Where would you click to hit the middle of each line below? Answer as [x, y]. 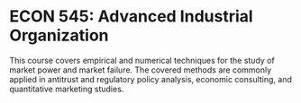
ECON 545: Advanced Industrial [132, 17]
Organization [59, 35]
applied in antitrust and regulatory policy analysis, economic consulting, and [151, 79]
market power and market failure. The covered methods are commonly [141, 70]
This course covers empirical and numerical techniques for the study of [142, 60]
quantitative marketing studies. [67, 89]
